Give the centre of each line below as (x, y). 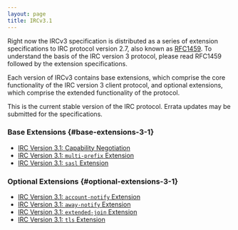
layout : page (27, 14)
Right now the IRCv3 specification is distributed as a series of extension (113, 41)
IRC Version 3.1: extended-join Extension (77, 212)
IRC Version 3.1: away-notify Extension (74, 204)
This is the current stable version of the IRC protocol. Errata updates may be (119, 106)
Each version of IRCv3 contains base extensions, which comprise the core (117, 77)
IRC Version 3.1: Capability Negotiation (74, 147)
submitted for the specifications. (55, 114)
